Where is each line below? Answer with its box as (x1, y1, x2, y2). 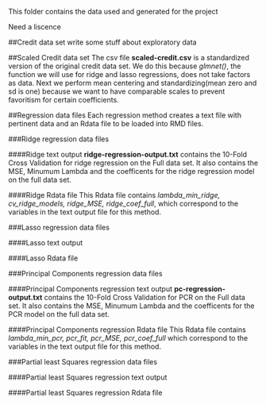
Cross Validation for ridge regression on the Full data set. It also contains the (8, 158, 259, 168)
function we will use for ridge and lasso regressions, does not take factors (8, 70, 251, 79)
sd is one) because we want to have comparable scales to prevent (8, 87, 226, 96)
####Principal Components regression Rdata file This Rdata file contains (8, 325, 246, 334)
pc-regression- (174, 284, 226, 293)
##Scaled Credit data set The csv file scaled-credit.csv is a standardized (8, 53, 250, 62)
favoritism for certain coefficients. (8, 95, 119, 104)
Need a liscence (8, 22, 61, 31)
